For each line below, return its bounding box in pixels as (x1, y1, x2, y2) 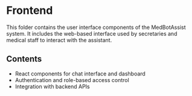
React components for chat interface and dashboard (14, 70, 146, 77)
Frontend (6, 4, 53, 18)
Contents (6, 54, 42, 64)
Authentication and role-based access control (14, 76, 130, 83)
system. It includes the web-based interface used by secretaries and (6, 30, 178, 37)
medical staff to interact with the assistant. (6, 36, 112, 43)
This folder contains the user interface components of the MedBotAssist (6, 24, 186, 31)
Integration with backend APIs (14, 83, 90, 90)
